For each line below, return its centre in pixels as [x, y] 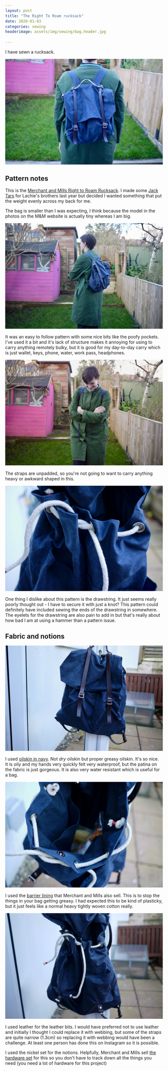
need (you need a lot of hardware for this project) [56, 1063]
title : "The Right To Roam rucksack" [44, 16]
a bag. [12, 775]
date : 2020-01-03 [23, 21]
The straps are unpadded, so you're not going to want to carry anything [79, 473]
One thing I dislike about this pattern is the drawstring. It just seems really [81, 599]
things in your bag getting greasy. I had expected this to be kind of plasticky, [84, 901]
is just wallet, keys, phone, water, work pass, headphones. [65, 353]
